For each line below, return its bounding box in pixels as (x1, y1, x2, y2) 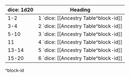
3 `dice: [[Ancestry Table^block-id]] (38, 31, 123, 38)
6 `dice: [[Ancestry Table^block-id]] (38, 55, 123, 61)
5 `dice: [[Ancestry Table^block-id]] (38, 47, 123, 53)
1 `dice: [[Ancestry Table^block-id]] (38, 15, 123, 21)
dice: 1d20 (7, 6, 34, 13)
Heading (70, 6, 90, 13)
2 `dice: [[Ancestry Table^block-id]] (38, 23, 123, 29)
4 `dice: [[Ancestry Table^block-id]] (38, 39, 123, 45)
